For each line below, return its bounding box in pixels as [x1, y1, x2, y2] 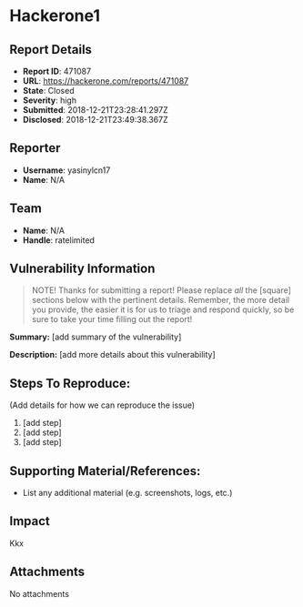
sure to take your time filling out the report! [31, 314, 193, 325]
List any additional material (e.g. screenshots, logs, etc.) [22, 488, 233, 499]
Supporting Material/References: [9, 463, 201, 479]
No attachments [9, 588, 70, 599]
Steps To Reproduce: [9, 375, 131, 391]
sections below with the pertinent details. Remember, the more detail [31, 295, 289, 306]
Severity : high [22, 95, 77, 106]
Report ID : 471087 [22, 66, 92, 76]
